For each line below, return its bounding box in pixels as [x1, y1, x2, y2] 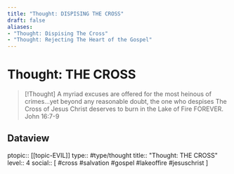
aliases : [7, 23, 33, 30]
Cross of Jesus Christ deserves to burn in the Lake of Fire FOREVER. [24, 105, 223, 113]
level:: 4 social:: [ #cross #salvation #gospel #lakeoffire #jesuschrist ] [7, 159, 209, 167]
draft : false [7, 17, 46, 24]
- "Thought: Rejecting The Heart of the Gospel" [7, 36, 152, 43]
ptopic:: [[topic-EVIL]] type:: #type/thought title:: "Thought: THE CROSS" [7, 151, 218, 159]
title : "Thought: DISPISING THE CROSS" [7, 10, 124, 18]
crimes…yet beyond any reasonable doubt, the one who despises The [24, 98, 227, 106]
